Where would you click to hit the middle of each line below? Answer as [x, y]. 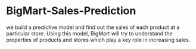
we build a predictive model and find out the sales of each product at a [93, 27]
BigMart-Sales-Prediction [71, 11]
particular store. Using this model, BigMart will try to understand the [89, 33]
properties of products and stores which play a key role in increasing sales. [98, 40]
